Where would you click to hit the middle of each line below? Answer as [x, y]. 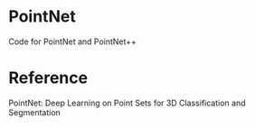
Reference [48, 78]
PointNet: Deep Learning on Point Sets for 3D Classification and [127, 103]
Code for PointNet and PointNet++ [73, 41]
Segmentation [34, 112]
